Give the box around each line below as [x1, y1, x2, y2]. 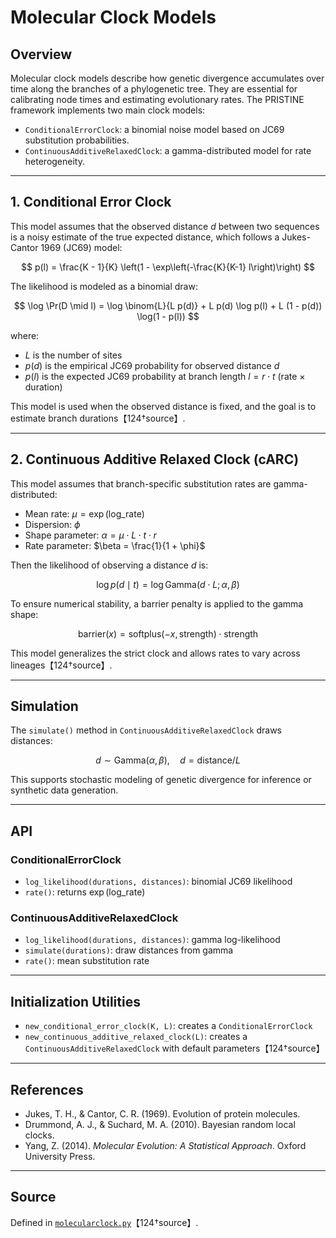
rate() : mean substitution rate [24, 955, 150, 967]
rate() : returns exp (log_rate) [24, 886, 146, 898]
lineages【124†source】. [10, 659, 113, 671]
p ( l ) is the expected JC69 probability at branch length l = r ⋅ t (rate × [24, 370, 306, 382]
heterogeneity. [24, 156, 85, 167]
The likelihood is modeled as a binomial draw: [10, 280, 198, 292]
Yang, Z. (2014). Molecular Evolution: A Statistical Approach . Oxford [24, 1140, 307, 1152]
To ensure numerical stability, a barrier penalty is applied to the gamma [10, 597, 304, 610]
